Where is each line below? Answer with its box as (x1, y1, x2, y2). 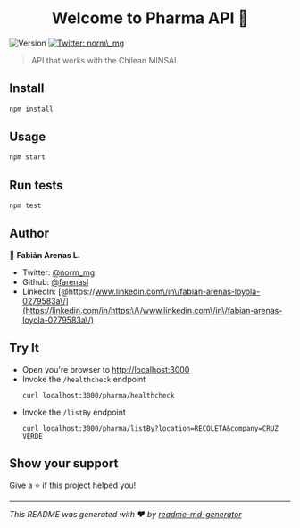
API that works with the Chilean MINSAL (30, 54, 179, 65)
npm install (9, 105, 54, 113)
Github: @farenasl (21, 276, 89, 287)
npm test (9, 201, 42, 211)
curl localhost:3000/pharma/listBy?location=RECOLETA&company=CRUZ (21, 423, 279, 432)
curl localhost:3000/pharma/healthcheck (21, 390, 175, 400)
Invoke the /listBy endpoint (21, 406, 127, 417)
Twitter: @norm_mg (21, 267, 96, 278)
